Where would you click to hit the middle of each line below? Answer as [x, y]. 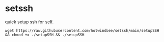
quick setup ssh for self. [29, 22]
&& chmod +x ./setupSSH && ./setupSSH [45, 35]
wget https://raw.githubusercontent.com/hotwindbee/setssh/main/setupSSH [82, 30]
